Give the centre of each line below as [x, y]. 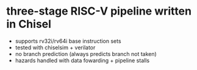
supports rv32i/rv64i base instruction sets [68, 41]
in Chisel [29, 24]
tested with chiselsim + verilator [55, 47]
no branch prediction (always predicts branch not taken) [86, 54]
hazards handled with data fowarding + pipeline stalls [82, 60]
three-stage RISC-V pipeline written [99, 11]
